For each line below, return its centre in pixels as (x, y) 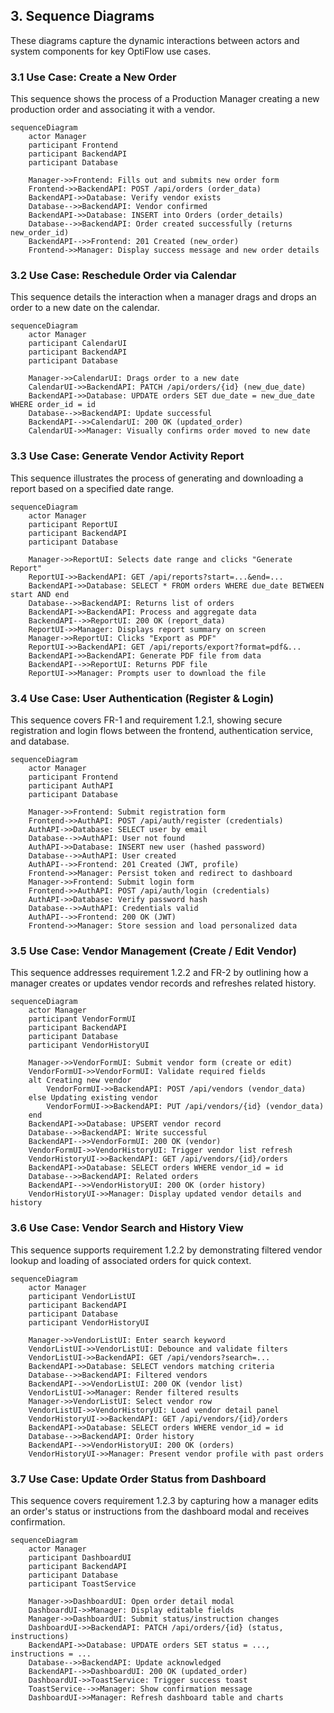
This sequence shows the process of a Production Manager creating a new (165, 99)
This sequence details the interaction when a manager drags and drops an (163, 297)
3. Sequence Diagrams (82, 16)
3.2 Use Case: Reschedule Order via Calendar (123, 276)
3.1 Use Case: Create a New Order (93, 77)
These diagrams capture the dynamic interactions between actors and (155, 40)
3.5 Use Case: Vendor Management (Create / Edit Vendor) (153, 951)
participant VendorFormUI (82, 1019)
